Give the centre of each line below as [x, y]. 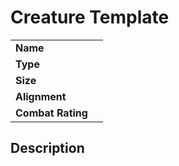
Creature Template [90, 17]
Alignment [41, 96]
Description [47, 148]
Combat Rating [51, 113]
